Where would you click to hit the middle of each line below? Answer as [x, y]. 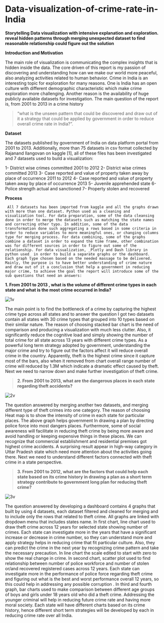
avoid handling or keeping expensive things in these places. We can [73, 436]
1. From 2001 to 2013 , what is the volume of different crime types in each [81, 284]
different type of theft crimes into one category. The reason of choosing [78, 410]
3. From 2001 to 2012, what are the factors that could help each [82, 471]
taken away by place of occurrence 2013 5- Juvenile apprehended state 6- [81, 183]
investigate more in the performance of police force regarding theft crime [79, 574]
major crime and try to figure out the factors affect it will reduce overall [76, 350]
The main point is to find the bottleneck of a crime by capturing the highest [81, 309]
